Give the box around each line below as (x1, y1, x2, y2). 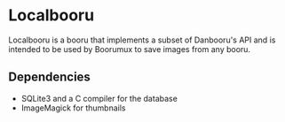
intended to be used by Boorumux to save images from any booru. (8, 43, 250, 54)
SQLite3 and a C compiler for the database (20, 93, 178, 103)
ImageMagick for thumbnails (20, 103, 126, 113)
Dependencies (8, 70, 91, 85)
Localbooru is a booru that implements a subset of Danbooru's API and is (8, 34, 276, 45)
